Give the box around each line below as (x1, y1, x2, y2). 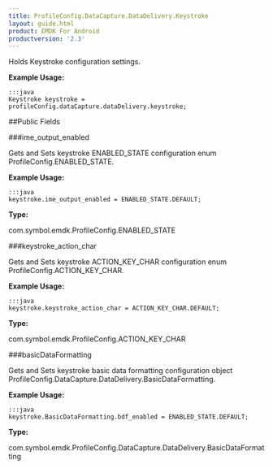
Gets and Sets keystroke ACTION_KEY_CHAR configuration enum (8, 257, 227, 267)
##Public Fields (8, 117, 61, 127)
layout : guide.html (8, 20, 75, 28)
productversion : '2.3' (8, 34, 85, 43)
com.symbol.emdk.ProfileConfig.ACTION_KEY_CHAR (8, 334, 186, 344)
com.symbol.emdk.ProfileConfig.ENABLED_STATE (8, 225, 176, 236)
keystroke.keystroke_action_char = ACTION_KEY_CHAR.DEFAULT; (8, 304, 220, 313)
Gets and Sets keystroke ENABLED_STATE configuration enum (8, 148, 217, 159)
